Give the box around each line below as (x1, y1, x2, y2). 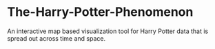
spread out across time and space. (7, 34, 105, 42)
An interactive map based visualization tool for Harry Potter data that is (7, 27, 209, 35)
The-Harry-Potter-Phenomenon (7, 4, 194, 20)
